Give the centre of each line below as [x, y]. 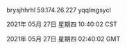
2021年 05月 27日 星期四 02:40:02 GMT [63, 39]
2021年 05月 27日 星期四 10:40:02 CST [62, 24]
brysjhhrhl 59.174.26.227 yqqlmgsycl [59, 10]
